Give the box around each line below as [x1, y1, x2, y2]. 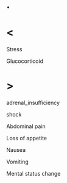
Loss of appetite [6, 135, 48, 142]
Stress [6, 46, 23, 53]
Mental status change [6, 170, 61, 178]
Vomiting [6, 158, 29, 165]
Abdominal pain [6, 123, 46, 130]
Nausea [6, 146, 26, 154]
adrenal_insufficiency [6, 99, 60, 107]
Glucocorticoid [6, 57, 44, 65]
